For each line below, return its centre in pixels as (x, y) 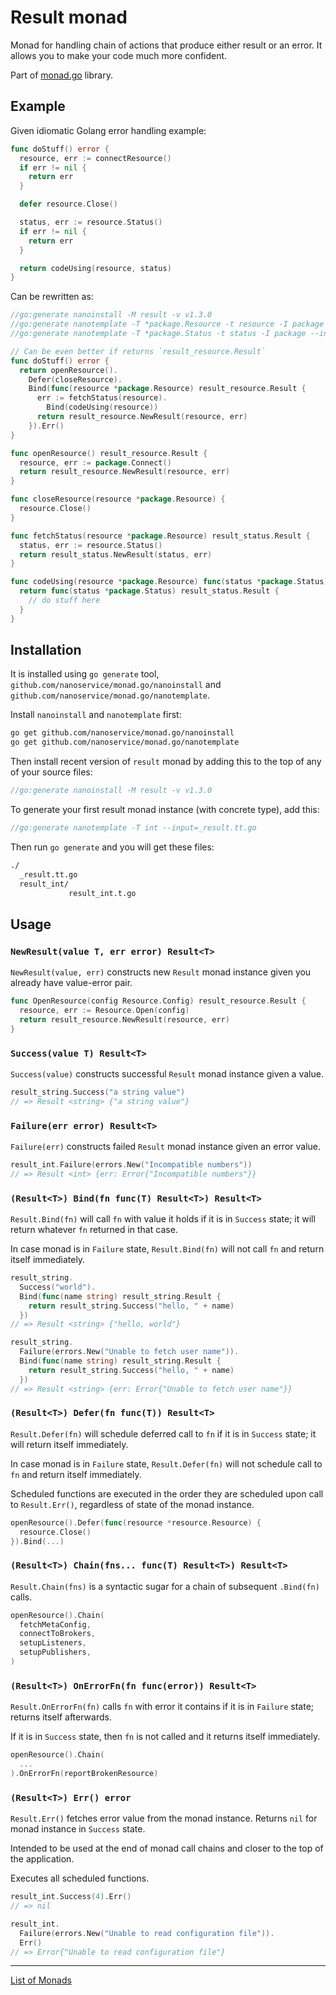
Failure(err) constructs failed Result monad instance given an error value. (166, 1146)
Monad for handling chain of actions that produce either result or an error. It (166, 45)
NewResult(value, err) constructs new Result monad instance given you (161, 972)
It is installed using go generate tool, (85, 674)
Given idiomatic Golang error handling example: (108, 130)
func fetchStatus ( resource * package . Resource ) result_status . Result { (160, 536)
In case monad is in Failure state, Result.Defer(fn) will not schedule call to (166, 1463)
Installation (46, 650)
